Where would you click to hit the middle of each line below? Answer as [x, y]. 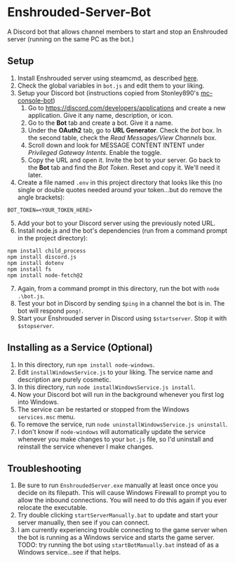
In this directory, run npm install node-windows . [86, 365]
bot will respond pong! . [51, 311]
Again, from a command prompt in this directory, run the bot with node [118, 288]
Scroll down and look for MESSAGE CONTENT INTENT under [116, 145]
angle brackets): [41, 197]
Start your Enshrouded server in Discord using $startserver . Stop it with [122, 318]
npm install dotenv [36, 263]
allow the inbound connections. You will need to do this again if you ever [122, 500]
